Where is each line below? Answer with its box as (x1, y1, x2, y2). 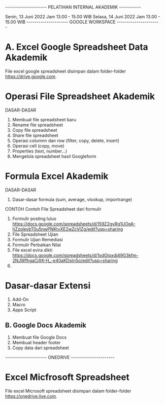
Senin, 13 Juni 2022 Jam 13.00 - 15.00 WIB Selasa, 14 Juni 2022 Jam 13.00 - (5, 14, 161, 19)
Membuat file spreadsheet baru (12, 116, 76, 122)
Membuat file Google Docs (12, 334, 67, 340)
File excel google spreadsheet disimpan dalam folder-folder (5, 68, 127, 74)
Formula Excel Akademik (5, 171, 109, 182)
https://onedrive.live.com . (5, 393, 58, 399)
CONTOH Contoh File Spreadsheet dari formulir (5, 206, 102, 212)
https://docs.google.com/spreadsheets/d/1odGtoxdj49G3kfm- (12, 252, 139, 258)
